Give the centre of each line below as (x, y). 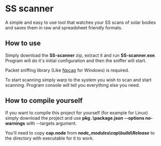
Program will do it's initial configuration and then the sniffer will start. (76, 61)
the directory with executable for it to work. (49, 138)
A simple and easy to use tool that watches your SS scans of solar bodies (80, 22)
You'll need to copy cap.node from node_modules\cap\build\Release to (80, 133)
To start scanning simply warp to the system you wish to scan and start (79, 79)
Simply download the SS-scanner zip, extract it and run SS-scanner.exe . (80, 55)
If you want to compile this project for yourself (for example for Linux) (77, 113)
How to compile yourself (44, 101)
